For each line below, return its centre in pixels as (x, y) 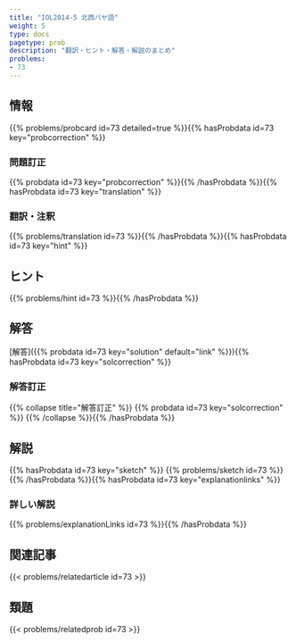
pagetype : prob (37, 42)
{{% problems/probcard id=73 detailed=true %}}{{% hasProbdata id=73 (142, 128)
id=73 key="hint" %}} (49, 246)
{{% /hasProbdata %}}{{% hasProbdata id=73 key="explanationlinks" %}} (145, 480)
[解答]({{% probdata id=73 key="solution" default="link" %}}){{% (129, 351)
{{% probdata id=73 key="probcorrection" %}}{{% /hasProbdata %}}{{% (144, 182)
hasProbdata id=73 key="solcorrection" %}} (90, 362)
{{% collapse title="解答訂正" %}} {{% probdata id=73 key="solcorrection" (146, 408)
